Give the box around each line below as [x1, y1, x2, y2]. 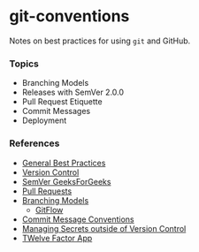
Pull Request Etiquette [21, 96, 103, 107]
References [9, 137, 60, 149]
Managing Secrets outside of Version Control [21, 223, 187, 233]
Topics [9, 57, 40, 70]
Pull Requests [21, 186, 73, 196]
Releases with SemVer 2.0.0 [21, 87, 125, 98]
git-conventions [9, 6, 130, 27]
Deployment [21, 115, 67, 126]
